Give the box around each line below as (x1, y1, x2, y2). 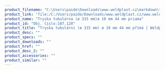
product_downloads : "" (4, 39, 51, 44)
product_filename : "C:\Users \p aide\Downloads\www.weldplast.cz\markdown (4, 7, 157, 12)
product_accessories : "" (4, 53, 56, 58)
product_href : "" (4, 44, 40, 49)
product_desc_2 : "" (4, 48, 45, 53)
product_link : (4, 12, 34, 17)
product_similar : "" (4, 58, 47, 63)
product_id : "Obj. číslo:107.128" (4, 21, 76, 26)
